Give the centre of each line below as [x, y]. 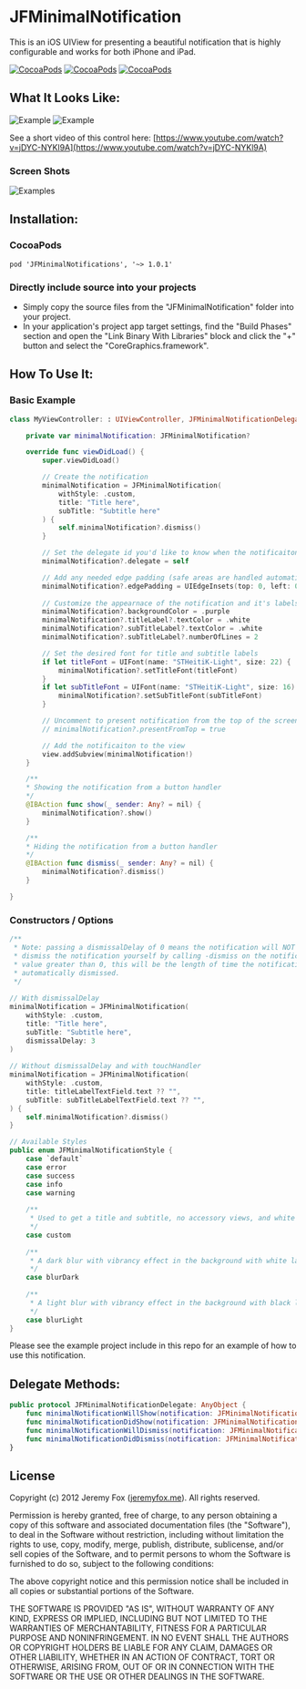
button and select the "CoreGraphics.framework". [116, 346]
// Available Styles [49, 1142]
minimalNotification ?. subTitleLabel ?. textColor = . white [152, 629]
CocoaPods [36, 245]
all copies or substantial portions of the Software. [102, 1591]
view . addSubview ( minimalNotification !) [118, 754]
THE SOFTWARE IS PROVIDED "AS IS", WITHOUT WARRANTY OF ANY [142, 1609]
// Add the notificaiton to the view [113, 746]
